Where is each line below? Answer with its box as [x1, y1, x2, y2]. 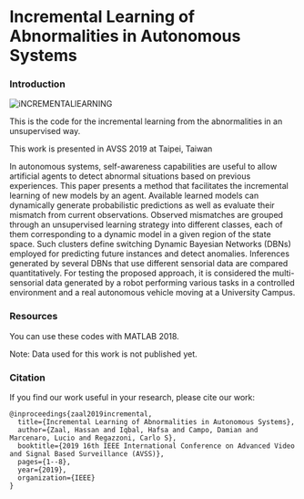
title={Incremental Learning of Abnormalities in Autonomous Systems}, [17, 418, 296, 427]
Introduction [9, 78, 66, 90]
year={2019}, [17, 465, 67, 475]
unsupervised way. [9, 126, 81, 137]
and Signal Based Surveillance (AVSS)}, [9, 450, 166, 459]
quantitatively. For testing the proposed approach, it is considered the [9, 267, 271, 279]
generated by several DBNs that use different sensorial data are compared [9, 258, 289, 269]
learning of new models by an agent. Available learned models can [9, 190, 259, 202]
